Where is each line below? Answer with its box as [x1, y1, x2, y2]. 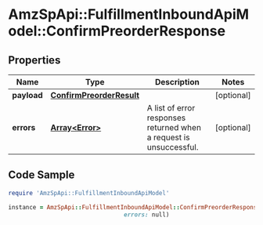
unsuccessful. [146, 142, 199, 152]
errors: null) [124, 210, 170, 219]
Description [155, 77, 200, 87]
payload [12, 90, 43, 100]
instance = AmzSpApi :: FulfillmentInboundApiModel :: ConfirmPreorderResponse [8, 203, 261, 211]
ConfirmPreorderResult [50, 90, 139, 100]
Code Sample [8, 169, 75, 182]
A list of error [146, 103, 196, 113]
